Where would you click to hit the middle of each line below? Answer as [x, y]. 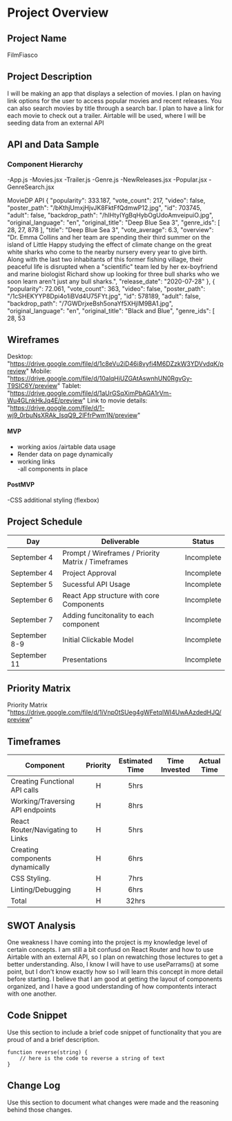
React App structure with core [111, 595]
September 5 [32, 584]
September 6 [32, 599]
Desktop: [20, 356]
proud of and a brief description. [54, 1039]
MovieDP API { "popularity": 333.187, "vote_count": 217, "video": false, [106, 200]
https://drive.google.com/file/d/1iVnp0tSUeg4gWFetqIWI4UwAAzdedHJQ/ [116, 712]
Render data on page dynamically [65, 454]
